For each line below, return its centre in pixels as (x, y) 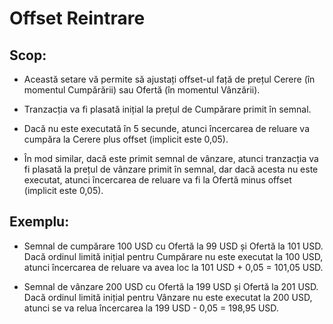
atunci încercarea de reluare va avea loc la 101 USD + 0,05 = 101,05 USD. (173, 267)
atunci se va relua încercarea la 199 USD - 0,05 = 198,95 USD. (151, 308)
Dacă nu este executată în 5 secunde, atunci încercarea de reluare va (167, 128)
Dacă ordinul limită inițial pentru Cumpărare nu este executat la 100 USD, (173, 256)
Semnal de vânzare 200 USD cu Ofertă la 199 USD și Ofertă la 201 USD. (171, 286)
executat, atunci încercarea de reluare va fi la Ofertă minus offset (157, 180)
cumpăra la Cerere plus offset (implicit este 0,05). (126, 139)
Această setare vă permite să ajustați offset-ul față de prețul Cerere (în (169, 79)
